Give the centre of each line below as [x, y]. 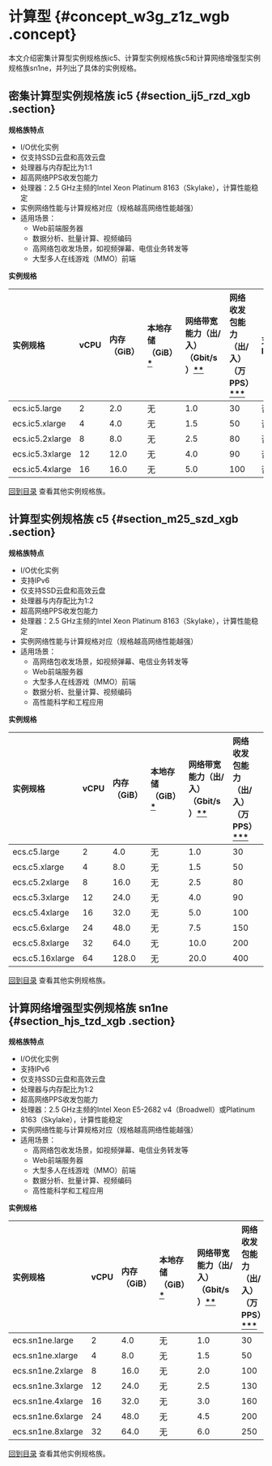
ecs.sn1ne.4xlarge [48, 1401]
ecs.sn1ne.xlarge [45, 1356]
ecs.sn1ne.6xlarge [48, 1417]
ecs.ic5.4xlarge [42, 469]
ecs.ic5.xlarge [39, 423]
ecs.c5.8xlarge [41, 943]
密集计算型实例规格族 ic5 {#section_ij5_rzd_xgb [130, 96]
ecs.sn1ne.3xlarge [48, 1386]
